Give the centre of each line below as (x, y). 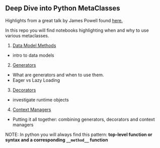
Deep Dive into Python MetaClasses (63, 8)
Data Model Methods (34, 45)
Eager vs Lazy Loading (36, 80)
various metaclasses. (27, 35)
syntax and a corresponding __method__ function (57, 140)
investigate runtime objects (41, 100)
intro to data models (33, 55)
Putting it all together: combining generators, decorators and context (84, 119)
